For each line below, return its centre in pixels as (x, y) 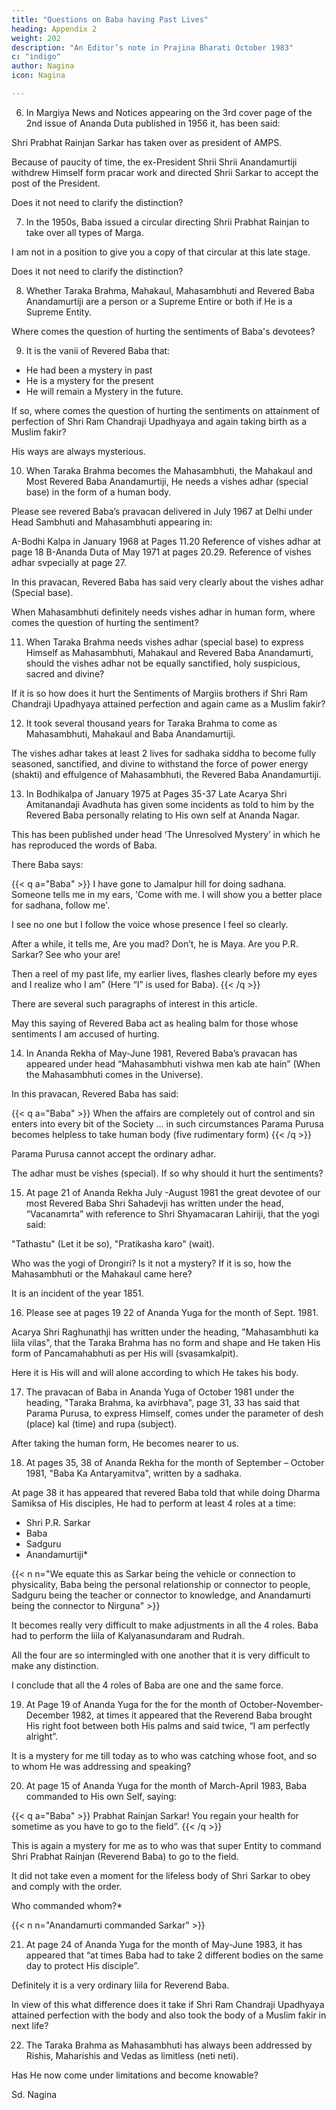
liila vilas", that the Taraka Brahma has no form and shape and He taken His (166, 1342)
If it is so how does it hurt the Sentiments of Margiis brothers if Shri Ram (159, 693)
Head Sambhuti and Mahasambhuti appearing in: (112, 522)
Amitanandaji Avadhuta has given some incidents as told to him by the (170, 804)
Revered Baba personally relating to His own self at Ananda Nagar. (163, 815)
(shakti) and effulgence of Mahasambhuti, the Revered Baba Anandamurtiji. (166, 774)
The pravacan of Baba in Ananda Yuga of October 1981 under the (160, 1392)
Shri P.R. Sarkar (58, 1522)
